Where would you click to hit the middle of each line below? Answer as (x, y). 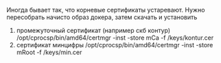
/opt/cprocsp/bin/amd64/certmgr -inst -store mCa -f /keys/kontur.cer (115, 38)
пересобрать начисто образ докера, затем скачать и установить (102, 17)
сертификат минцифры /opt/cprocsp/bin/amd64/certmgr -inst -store (115, 45)
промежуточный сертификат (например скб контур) (93, 30)
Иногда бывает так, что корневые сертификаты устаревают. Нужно (106, 10)
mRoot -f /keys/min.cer (49, 52)
